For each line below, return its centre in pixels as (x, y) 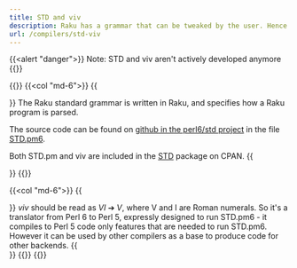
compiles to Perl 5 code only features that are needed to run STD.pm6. (138, 226)
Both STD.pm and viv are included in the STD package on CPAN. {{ (132, 156)
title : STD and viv (45, 17)
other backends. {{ (43, 246)
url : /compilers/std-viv (55, 34)
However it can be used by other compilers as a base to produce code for (144, 236)
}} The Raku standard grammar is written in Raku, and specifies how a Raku (147, 103)
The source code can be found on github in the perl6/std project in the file (145, 130)
